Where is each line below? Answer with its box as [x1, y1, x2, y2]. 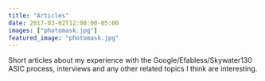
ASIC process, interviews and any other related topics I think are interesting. [8, 64, 258, 74]
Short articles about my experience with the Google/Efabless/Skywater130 [8, 56, 253, 65]
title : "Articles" [8, 11, 69, 20]
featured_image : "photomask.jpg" [8, 33, 119, 42]
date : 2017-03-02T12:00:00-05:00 [8, 19, 119, 27]
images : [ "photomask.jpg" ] [8, 26, 98, 34]
